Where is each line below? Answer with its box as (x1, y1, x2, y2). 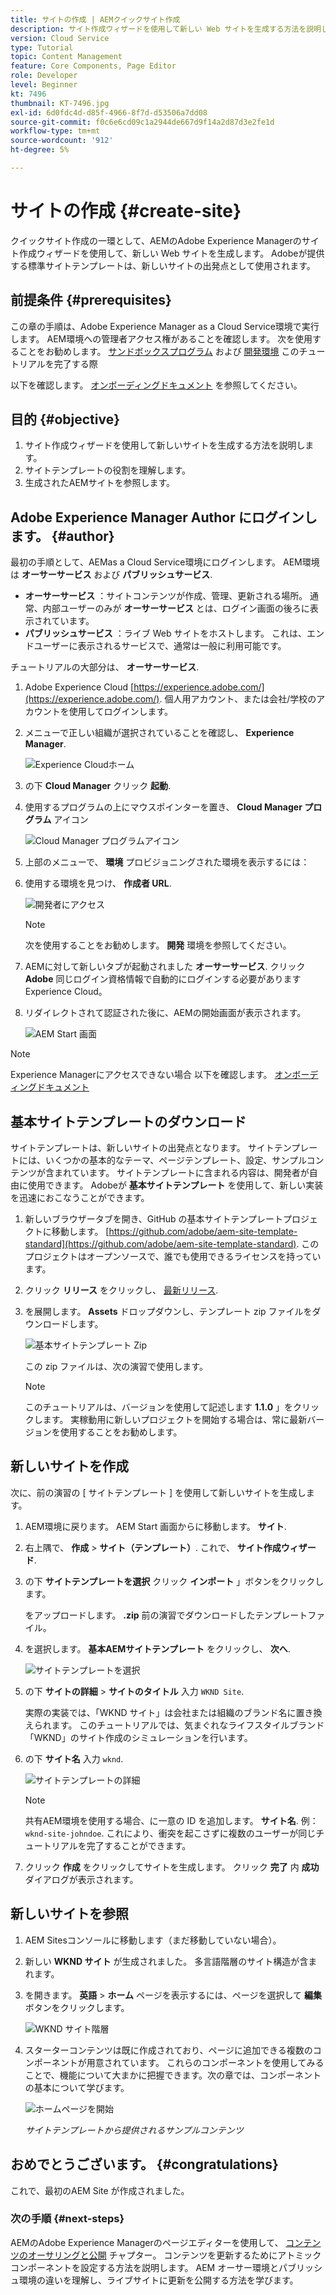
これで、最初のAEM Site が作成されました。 (10, 2184, 190, 2196)
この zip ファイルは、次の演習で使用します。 (24, 1361, 208, 1373)
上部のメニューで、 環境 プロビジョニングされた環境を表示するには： (24, 856, 310, 868)
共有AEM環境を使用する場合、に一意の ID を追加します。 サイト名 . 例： (24, 1814, 319, 1826)
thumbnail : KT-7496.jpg (10, 98, 110, 108)
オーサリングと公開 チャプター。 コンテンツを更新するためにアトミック (27, 2249, 322, 2261)
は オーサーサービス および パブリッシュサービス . (10, 569, 213, 581)
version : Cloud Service (10, 33, 110, 43)
